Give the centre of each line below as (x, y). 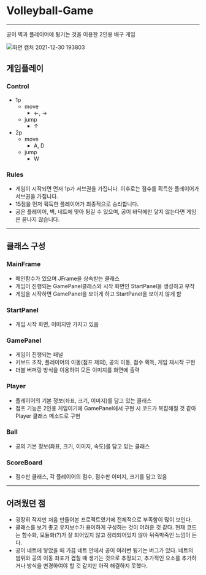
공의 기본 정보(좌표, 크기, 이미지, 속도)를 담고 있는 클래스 (82, 446)
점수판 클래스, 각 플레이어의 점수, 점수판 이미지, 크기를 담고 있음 (91, 477)
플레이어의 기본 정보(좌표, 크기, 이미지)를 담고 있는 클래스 (83, 401)
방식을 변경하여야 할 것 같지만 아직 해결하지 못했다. (87, 565)
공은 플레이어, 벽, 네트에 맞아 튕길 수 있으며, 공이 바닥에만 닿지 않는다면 (100, 211)
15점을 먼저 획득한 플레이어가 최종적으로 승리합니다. (77, 204)
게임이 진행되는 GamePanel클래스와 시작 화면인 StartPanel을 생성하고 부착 (105, 286)
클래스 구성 (26, 246)
